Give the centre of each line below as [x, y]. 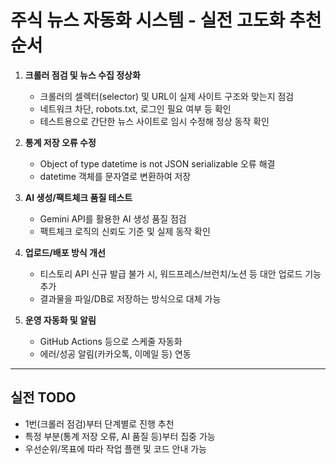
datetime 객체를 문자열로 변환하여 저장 [115, 176]
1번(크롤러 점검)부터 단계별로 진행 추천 [99, 423]
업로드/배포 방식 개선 [65, 252]
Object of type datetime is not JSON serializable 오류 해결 [157, 163]
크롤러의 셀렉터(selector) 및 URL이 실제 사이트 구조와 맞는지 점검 [167, 96]
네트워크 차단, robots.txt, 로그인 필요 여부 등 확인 [135, 108]
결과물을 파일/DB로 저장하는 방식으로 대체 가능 [130, 298]
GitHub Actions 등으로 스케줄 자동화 [111, 341]
